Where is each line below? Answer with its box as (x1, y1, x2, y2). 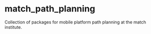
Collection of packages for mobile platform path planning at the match (4, 19, 147, 25)
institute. (4, 24, 23, 30)
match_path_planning (4, 3, 96, 14)
